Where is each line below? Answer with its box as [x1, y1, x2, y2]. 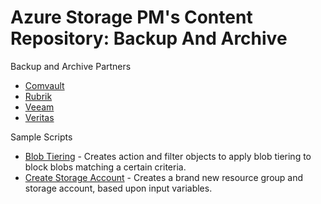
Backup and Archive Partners [10, 60, 132, 72]
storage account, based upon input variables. [24, 182, 213, 194]
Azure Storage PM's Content [10, 6, 253, 29]
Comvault [24, 79, 65, 91]
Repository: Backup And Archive [10, 27, 288, 50]
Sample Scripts [10, 131, 73, 143]
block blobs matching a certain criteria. [24, 161, 187, 173]
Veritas [24, 111, 55, 123]
